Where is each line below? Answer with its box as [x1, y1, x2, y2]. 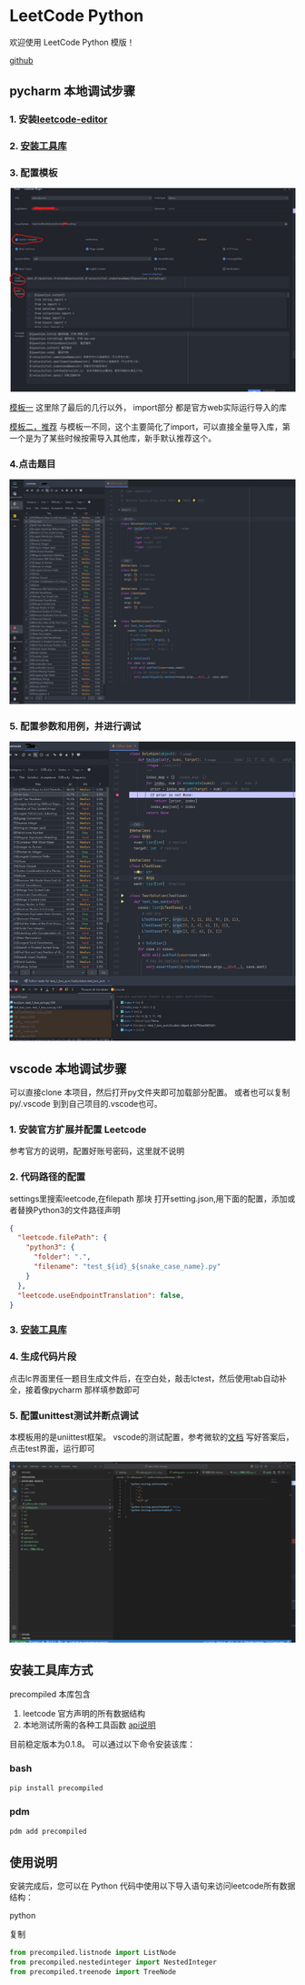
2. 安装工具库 [9, 140, 67, 153]
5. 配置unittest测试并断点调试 [9, 1409, 139, 1422]
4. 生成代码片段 [9, 1351, 77, 1363]
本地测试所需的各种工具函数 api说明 [22, 1719, 156, 1730]
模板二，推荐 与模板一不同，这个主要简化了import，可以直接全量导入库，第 [9, 420, 290, 432]
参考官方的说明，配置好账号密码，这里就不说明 [9, 1146, 184, 1157]
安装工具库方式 [9, 1663, 93, 1678]
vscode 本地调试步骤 [9, 1061, 127, 1077]
